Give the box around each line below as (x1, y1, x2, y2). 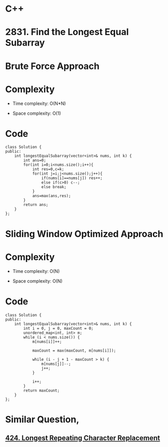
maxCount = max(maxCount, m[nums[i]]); (32, 348, 116, 353)
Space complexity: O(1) (12, 110, 62, 116)
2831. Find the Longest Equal (5, 26, 129, 38)
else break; (41, 185, 67, 190)
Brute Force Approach (5, 60, 100, 72)
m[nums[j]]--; (41, 361, 71, 366)
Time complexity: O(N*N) (12, 100, 66, 107)
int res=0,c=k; (32, 167, 65, 172)
